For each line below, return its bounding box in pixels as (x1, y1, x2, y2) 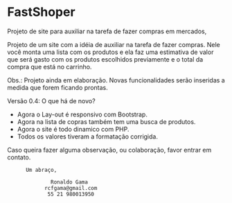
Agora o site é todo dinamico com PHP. (17, 125, 130, 133)
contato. (7, 153, 31, 161)
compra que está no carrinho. (7, 62, 92, 71)
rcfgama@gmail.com (44, 184, 98, 191)
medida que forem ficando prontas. (7, 83, 109, 91)
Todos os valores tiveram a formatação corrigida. (17, 132, 158, 141)
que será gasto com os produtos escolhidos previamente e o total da (7, 55, 204, 63)
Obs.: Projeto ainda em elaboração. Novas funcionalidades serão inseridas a (7, 76, 225, 84)
